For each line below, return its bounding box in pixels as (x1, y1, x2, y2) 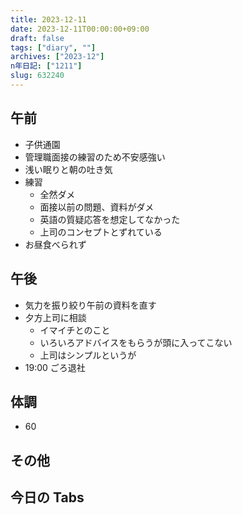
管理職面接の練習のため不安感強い (24, 151, 166, 163)
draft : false (10, 33, 65, 43)
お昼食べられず (24, 238, 87, 250)
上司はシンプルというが (39, 349, 137, 361)
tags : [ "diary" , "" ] (10, 42, 97, 53)
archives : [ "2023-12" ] (10, 52, 105, 62)
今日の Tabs (10, 489, 85, 506)
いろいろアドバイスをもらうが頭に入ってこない (39, 336, 233, 348)
